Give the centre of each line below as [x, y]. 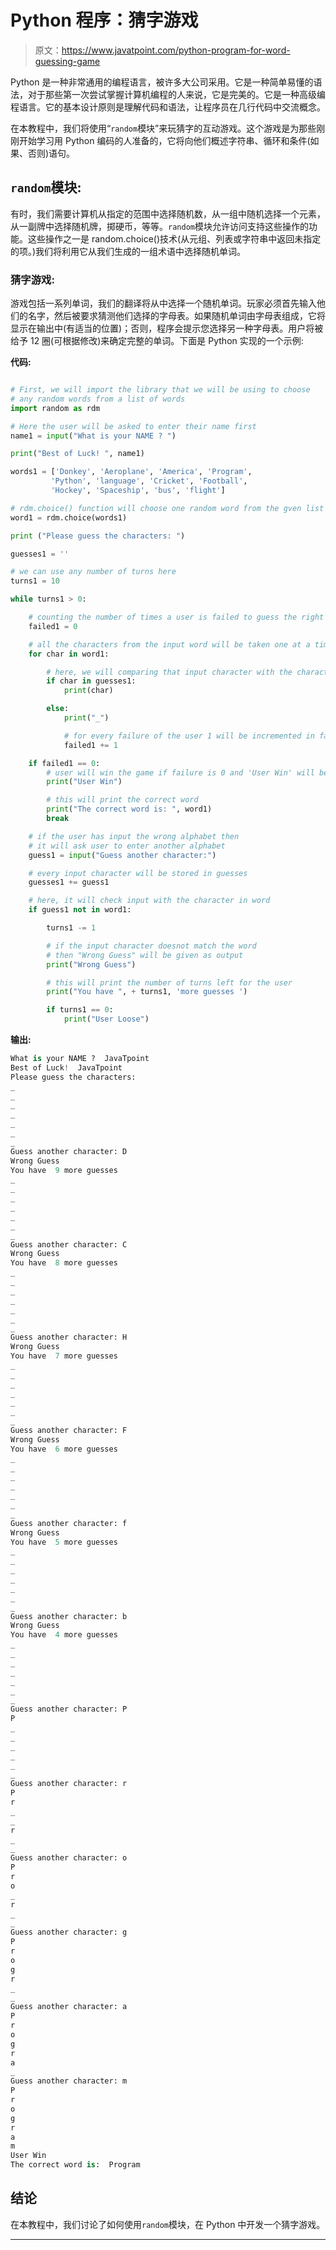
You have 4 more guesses [64, 1635]
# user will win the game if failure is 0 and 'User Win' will [180, 772]
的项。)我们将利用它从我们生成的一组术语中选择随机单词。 [128, 251]
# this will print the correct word [122, 800]
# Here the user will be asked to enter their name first [133, 426]
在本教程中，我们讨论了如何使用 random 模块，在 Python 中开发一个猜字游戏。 [168, 2224]
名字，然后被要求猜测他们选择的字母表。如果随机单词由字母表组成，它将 [176, 316]
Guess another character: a [69, 2007]
